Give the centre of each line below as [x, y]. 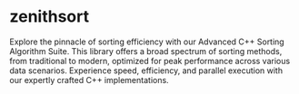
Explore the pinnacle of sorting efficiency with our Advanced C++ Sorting [147, 42]
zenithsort [49, 17]
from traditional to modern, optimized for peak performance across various [150, 61]
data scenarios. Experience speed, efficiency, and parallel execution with [146, 70]
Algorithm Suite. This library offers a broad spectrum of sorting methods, [146, 51]
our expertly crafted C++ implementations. [90, 80]
